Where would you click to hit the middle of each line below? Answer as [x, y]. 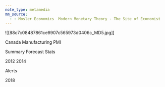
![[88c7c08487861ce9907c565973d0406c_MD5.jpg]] [60, 33]
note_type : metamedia [27, 10]
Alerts [11, 71]
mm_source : [16, 14]
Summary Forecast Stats [30, 52]
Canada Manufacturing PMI [33, 42]
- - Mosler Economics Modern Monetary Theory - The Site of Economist [85, 19]
